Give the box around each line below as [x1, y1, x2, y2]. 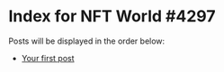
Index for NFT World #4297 [8, 6, 216, 27]
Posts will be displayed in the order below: [8, 36, 166, 46]
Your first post [21, 52, 75, 63]
